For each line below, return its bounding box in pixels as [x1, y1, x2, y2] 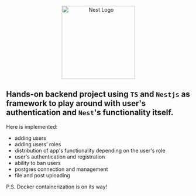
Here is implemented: [6, 123, 58, 130]
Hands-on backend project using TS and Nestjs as [6, 90, 190, 99]
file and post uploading [14, 171, 70, 178]
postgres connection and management [14, 166, 108, 173]
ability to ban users [14, 159, 61, 166]
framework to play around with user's [6, 98, 146, 108]
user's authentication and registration [14, 153, 105, 160]
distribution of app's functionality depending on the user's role [14, 147, 166, 154]
